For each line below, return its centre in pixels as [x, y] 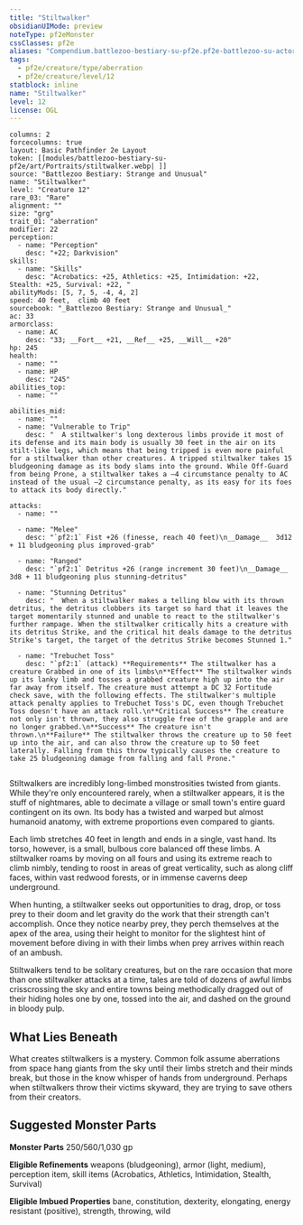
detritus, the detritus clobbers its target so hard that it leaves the [149, 609]
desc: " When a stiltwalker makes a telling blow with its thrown [155, 601]
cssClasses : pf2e [42, 43]
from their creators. [46, 1097]
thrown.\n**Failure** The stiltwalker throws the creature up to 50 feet [151, 735]
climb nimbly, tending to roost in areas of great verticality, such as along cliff [151, 868]
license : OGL [34, 110]
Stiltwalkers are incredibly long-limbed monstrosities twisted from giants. [145, 784]
